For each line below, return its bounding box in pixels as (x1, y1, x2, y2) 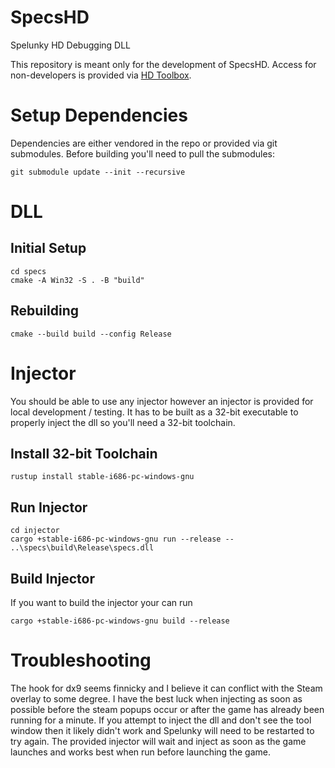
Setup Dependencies (10, 104, 188, 127)
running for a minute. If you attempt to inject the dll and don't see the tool (10, 714, 312, 726)
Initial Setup (10, 240, 87, 257)
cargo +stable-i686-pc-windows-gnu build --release (10, 616, 230, 626)
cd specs (10, 266, 47, 276)
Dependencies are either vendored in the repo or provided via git (10, 137, 278, 149)
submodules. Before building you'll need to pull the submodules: (10, 147, 275, 160)
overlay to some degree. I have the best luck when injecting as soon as (10, 693, 303, 705)
